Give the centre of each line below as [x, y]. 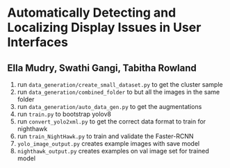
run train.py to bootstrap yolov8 [64, 114]
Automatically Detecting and [92, 13]
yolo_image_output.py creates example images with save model [108, 143]
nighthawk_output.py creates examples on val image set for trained [113, 151]
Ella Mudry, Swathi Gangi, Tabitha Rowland [102, 68]
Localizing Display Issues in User [104, 27]
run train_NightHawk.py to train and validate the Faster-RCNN [105, 136]
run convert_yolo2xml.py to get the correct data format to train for [112, 121]
